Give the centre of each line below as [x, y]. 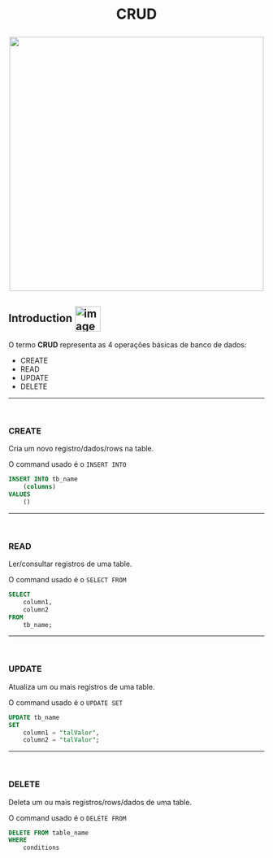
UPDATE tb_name [34, 717]
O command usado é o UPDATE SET [66, 702]
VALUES [19, 494]
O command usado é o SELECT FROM [67, 580]
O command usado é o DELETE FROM [67, 817]
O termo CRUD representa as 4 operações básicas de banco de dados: [128, 345]
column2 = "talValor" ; [61, 740]
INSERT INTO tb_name [43, 479]
